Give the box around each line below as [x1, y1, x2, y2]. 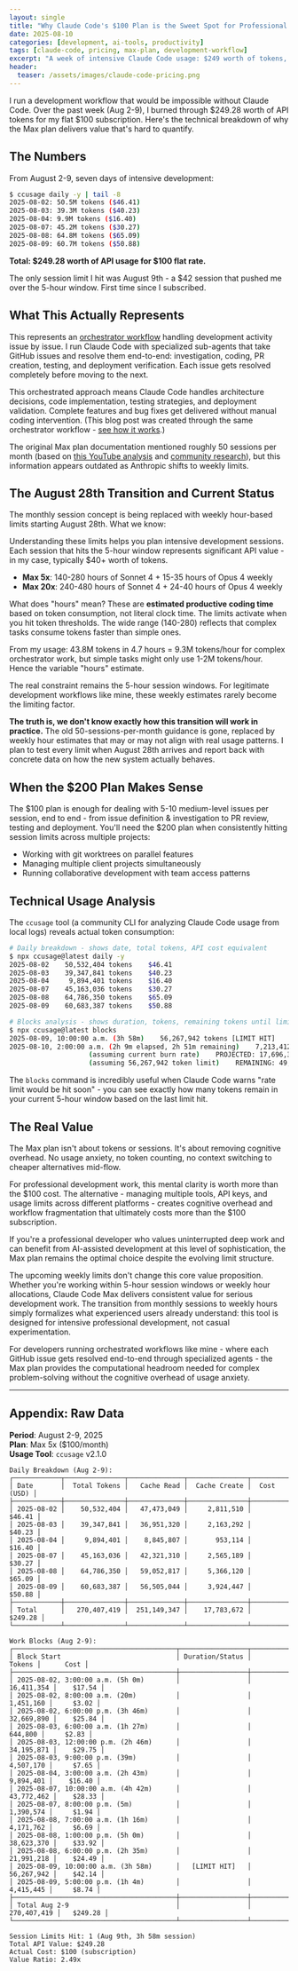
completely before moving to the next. [9, 369, 149, 380]
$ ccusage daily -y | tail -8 [9, 190, 122, 199]
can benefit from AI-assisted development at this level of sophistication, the [9, 1244, 286, 1254]
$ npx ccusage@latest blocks [9, 1025, 117, 1034]
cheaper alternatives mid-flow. [9, 1162, 122, 1172]
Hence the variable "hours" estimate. [9, 663, 145, 674]
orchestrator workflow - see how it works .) [9, 423, 166, 435]
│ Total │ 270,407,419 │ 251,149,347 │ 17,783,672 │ [9, 1605, 252, 1614]
